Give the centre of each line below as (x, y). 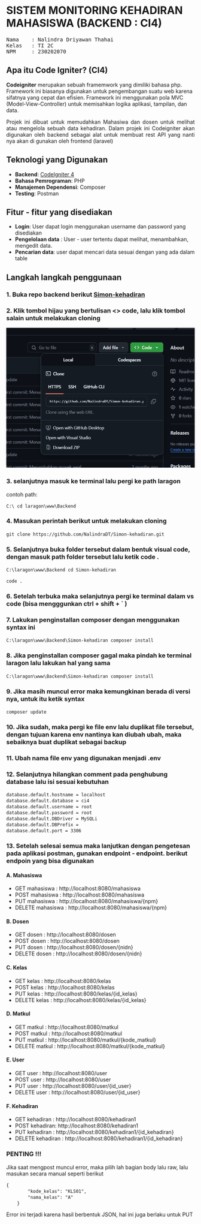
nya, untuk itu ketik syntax (45, 699)
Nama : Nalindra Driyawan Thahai (60, 39)
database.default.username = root (49, 807)
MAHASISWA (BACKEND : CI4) (84, 23)
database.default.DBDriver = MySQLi (52, 819)
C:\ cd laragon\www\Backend (41, 506)
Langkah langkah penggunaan (64, 277)
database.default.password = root (49, 813)
